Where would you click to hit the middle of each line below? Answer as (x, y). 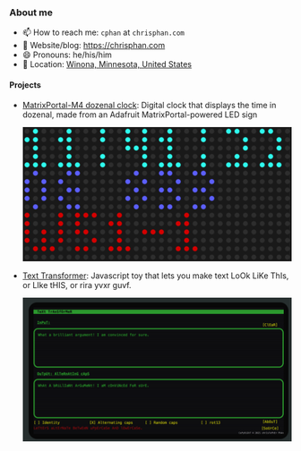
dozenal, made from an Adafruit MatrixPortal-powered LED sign (140, 115)
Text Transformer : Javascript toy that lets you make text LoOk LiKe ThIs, (155, 276)
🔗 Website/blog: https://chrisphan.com (94, 46)
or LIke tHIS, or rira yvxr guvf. (77, 285)
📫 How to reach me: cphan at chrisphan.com (103, 32)
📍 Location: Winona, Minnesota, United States (107, 64)
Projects (26, 85)
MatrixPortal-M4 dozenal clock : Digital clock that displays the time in (149, 105)
